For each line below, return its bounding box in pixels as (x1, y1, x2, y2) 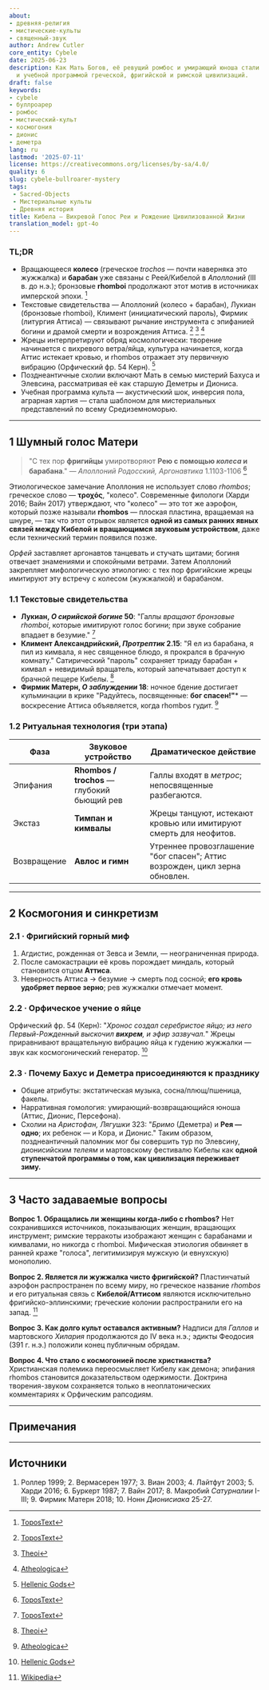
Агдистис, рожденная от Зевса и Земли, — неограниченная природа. (20, 949, 259, 958)
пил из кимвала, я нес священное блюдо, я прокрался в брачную (20, 647, 246, 657)
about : (9, 11, 31, 20)
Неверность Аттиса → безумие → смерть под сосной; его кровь (20, 974, 243, 984)
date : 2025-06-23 (9, 57, 67, 65)
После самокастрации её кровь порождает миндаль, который (20, 957, 235, 967)
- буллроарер (9, 101, 53, 109)
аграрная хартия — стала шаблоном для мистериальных (20, 396, 216, 406)
